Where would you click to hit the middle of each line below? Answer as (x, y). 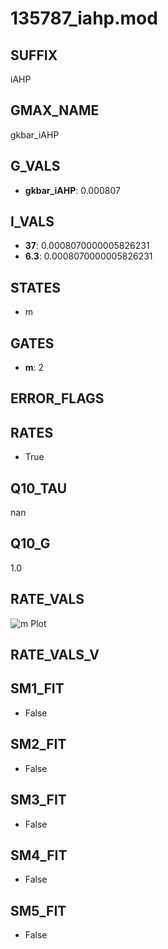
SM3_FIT (38, 800)
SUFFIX (34, 55)
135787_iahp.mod (84, 18)
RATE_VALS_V (55, 655)
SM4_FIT (39, 855)
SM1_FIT (37, 688)
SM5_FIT (38, 910)
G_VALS (35, 166)
